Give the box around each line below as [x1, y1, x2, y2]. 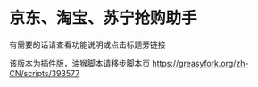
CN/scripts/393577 [9, 67, 80, 78]
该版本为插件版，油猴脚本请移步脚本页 [9, 58, 150, 68]
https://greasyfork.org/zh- [151, 58, 249, 68]
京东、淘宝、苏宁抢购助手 [9, 8, 198, 28]
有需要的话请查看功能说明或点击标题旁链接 [9, 39, 166, 50]
